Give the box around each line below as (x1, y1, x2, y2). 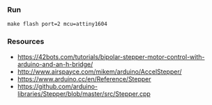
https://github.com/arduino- (17, 82, 98, 90)
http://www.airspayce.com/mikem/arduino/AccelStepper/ (17, 67, 183, 76)
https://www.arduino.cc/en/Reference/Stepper (17, 74, 151, 83)
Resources (7, 37, 45, 47)
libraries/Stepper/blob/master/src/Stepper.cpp (17, 89, 151, 98)
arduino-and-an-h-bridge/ (17, 60, 93, 68)
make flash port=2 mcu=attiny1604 (7, 21, 108, 28)
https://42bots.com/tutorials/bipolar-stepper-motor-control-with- (17, 52, 205, 60)
